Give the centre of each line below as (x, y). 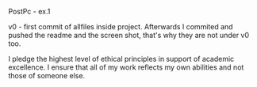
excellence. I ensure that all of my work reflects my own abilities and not (126, 67)
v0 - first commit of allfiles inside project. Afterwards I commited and (121, 26)
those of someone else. (47, 76)
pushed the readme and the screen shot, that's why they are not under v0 (129, 35)
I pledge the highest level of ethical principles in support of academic (121, 59)
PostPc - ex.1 (29, 11)
